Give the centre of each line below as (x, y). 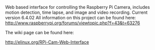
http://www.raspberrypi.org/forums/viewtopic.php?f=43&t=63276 (73, 23)
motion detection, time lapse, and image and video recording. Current (77, 12)
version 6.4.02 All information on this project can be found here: (71, 18)
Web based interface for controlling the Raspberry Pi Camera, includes (77, 7)
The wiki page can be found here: (40, 32)
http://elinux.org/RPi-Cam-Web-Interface (47, 42)
